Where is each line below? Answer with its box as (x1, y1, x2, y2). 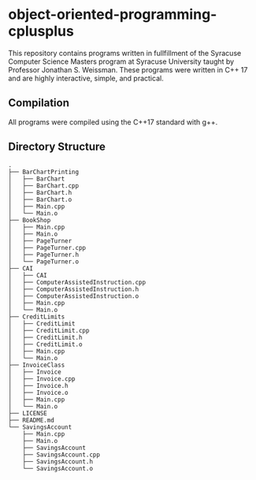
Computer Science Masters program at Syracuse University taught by (8, 57, 235, 66)
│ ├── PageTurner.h (8, 251, 80, 259)
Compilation (8, 96, 69, 110)
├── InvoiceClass (8, 361, 65, 369)
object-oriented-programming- (8, 6, 217, 24)
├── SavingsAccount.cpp (22, 451, 101, 459)
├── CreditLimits (8, 313, 65, 321)
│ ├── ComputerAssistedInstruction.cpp (8, 278, 147, 286)
